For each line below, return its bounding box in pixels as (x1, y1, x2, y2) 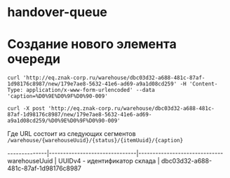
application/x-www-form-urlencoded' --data (25, 87, 156, 94)
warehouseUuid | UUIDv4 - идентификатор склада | (7, 157, 160, 165)
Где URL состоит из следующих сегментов (7, 130, 136, 138)
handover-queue (7, 4, 107, 20)
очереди (7, 51, 61, 67)
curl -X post (7, 105, 46, 112)
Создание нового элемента (7, 36, 177, 53)
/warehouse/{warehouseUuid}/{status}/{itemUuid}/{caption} (7, 137, 184, 144)
